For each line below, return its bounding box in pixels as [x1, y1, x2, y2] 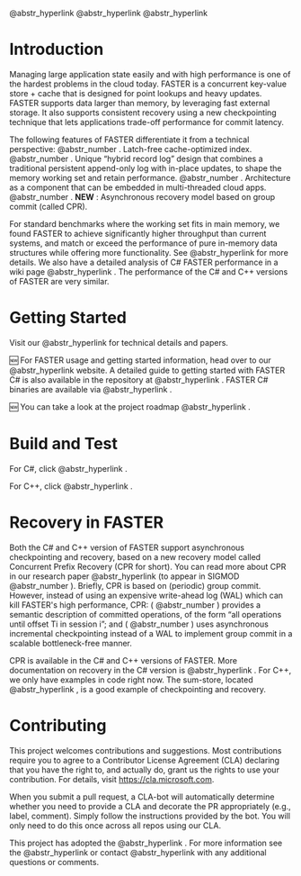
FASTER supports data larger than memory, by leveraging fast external [9, 97, 270, 108]
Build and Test [9, 434, 119, 454]
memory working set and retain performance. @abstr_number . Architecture [9, 172, 291, 183]
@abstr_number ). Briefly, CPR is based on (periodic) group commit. [9, 580, 261, 591]
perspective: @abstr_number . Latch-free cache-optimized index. [9, 143, 252, 154]
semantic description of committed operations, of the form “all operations [9, 609, 282, 619]
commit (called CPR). [9, 201, 88, 212]
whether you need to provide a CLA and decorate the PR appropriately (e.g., [9, 800, 292, 811]
